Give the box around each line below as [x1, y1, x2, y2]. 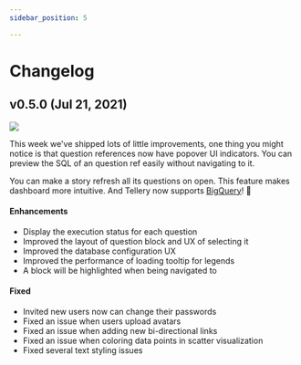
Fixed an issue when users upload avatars [22, 316, 182, 327]
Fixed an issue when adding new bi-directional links [22, 326, 218, 337]
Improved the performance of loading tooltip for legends [22, 255, 235, 266]
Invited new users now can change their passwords [22, 307, 217, 318]
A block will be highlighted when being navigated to [22, 265, 217, 276]
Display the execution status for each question [22, 225, 198, 237]
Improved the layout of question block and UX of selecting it [22, 235, 249, 246]
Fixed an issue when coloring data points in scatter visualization [22, 335, 264, 347]
